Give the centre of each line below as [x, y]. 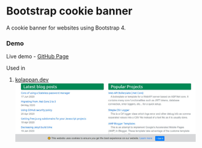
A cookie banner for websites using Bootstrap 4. [66, 28]
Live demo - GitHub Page [38, 57]
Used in [16, 68]
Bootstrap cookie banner [69, 11]
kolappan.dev [32, 80]
